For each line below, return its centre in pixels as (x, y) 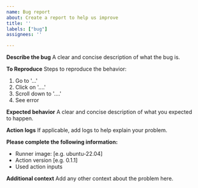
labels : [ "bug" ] (27, 29)
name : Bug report (28, 12)
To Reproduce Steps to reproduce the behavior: (66, 69)
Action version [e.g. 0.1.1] (46, 160)
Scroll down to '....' (38, 94)
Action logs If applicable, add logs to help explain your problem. (87, 130)
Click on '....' (30, 87)
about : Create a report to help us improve (62, 18)
